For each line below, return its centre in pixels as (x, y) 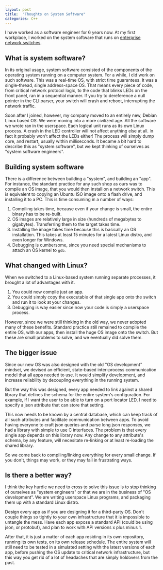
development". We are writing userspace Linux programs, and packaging (78, 497)
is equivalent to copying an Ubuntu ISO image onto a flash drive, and (73, 194)
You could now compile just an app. (48, 292)
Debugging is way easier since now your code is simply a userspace (81, 307)
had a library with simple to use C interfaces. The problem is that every (76, 430)
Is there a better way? (38, 475)
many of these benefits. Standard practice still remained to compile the (76, 327)
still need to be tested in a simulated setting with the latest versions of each (80, 547)
